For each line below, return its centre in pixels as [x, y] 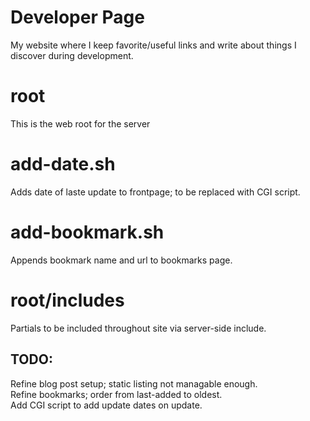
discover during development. [72, 55]
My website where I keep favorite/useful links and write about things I [153, 45]
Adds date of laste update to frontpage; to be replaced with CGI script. [155, 192]
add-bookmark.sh [87, 232]
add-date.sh [63, 164]
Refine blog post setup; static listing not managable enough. [134, 383]
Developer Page [77, 17]
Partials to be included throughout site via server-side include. [138, 328]
